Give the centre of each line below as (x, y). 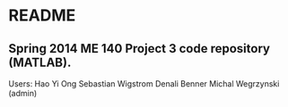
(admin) (23, 93)
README (42, 16)
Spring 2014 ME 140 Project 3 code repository (140, 49)
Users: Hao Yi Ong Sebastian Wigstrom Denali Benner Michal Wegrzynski (144, 84)
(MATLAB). (40, 62)
